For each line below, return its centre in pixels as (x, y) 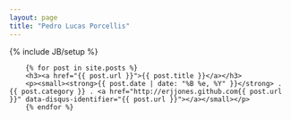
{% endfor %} (50, 107)
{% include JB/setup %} (54, 51)
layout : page (34, 17)
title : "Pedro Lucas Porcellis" (69, 26)
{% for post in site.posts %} (82, 68)
